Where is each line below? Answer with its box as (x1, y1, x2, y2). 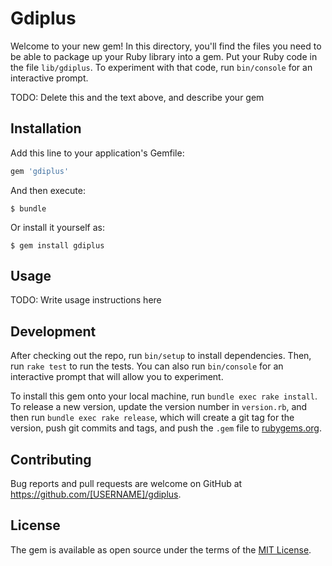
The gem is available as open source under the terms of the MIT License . (10, 543, 312, 556)
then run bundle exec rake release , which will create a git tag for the (10, 412, 295, 424)
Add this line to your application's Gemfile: (10, 147, 185, 159)
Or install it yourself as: (10, 221, 105, 233)
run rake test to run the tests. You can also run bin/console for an (10, 360, 284, 372)
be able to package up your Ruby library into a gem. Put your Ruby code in (10, 50, 318, 62)
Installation (10, 120, 82, 137)
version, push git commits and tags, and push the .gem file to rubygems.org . (10, 422, 323, 434)
